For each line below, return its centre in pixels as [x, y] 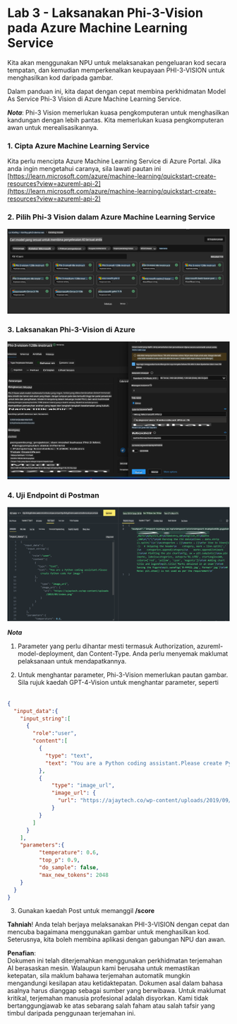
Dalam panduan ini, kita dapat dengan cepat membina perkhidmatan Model [117, 91]
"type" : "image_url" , [83, 786]
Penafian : [22, 953]
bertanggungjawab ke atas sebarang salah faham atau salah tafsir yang [111, 1006]
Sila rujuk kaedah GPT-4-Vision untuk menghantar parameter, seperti [118, 682]
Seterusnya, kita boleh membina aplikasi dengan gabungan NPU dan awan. [116, 940]
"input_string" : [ [45, 719]
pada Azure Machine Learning [98, 28]
